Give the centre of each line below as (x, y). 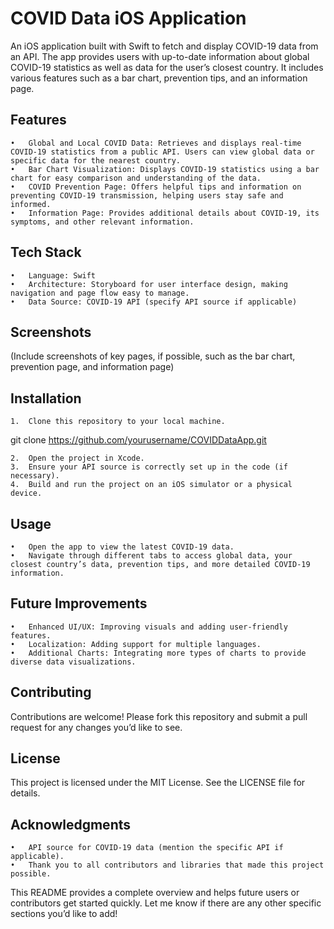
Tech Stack (46, 252)
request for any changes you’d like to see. (96, 727)
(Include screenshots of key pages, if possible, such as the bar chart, (153, 356)
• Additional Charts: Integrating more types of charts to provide (158, 653)
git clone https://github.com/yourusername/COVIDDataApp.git (138, 440)
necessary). (35, 476)
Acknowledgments (71, 824)
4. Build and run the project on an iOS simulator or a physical (151, 485)
